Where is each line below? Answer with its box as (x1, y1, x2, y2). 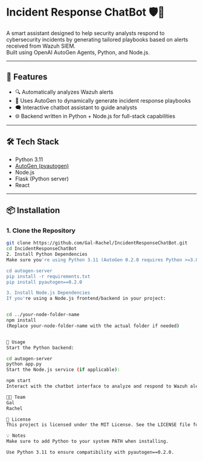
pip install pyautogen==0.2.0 (6, 279, 83, 285)
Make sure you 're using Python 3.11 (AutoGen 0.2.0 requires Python (6, 256, 182, 263)
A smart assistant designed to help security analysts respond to (6, 29, 165, 37)
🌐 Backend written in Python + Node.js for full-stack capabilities (14, 112, 176, 119)
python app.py (6, 361, 42, 367)
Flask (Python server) (14, 175, 69, 182)
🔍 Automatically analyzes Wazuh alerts (14, 88, 114, 95)
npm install (6, 317, 36, 323)
